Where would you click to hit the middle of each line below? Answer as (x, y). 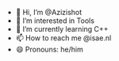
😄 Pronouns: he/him (49, 49)
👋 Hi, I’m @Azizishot (49, 12)
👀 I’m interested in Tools (55, 21)
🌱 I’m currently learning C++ (62, 29)
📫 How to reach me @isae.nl (63, 38)
